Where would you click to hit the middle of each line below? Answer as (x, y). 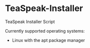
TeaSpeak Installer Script (30, 22)
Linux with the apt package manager (48, 40)
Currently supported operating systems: (45, 31)
